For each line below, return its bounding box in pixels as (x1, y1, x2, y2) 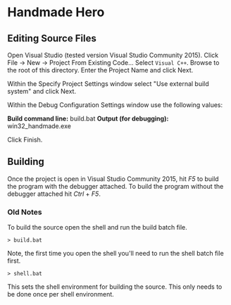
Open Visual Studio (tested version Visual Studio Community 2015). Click (7, 51, 219, 59)
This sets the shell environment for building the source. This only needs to (7, 282, 223, 291)
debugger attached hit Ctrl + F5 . (7, 189, 101, 198)
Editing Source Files (7, 32, 96, 44)
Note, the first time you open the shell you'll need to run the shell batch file (7, 249, 224, 258)
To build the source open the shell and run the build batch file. (7, 223, 188, 232)
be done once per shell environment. (7, 290, 114, 299)
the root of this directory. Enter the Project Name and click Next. (7, 66, 194, 74)
